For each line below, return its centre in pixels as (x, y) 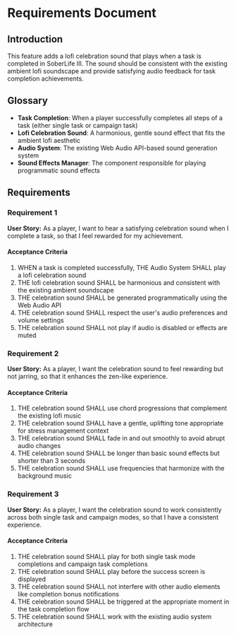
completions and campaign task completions (82, 564)
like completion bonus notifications (68, 594)
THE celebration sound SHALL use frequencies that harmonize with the (121, 469)
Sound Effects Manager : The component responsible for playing (112, 163)
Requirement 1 (32, 213)
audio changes (39, 446)
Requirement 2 (33, 353)
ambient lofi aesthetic (49, 140)
